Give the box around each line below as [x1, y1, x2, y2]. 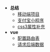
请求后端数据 [17, 41, 44, 47]
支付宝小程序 [17, 17, 44, 23]
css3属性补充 [17, 23, 45, 29]
